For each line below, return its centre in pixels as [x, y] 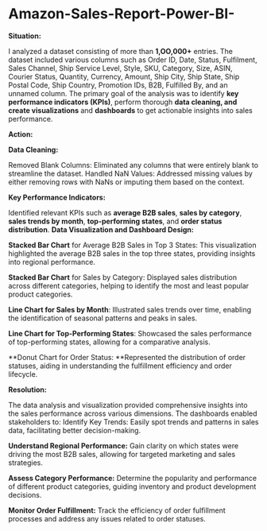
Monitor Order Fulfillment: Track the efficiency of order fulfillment [117, 510]
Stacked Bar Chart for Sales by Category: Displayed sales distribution [122, 277]
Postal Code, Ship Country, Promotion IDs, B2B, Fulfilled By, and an [118, 85]
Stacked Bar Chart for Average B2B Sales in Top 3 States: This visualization [132, 245]
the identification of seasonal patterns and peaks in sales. [103, 318]
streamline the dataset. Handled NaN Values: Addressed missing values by [130, 173]
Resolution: [28, 390]
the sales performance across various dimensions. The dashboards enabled [133, 413]
